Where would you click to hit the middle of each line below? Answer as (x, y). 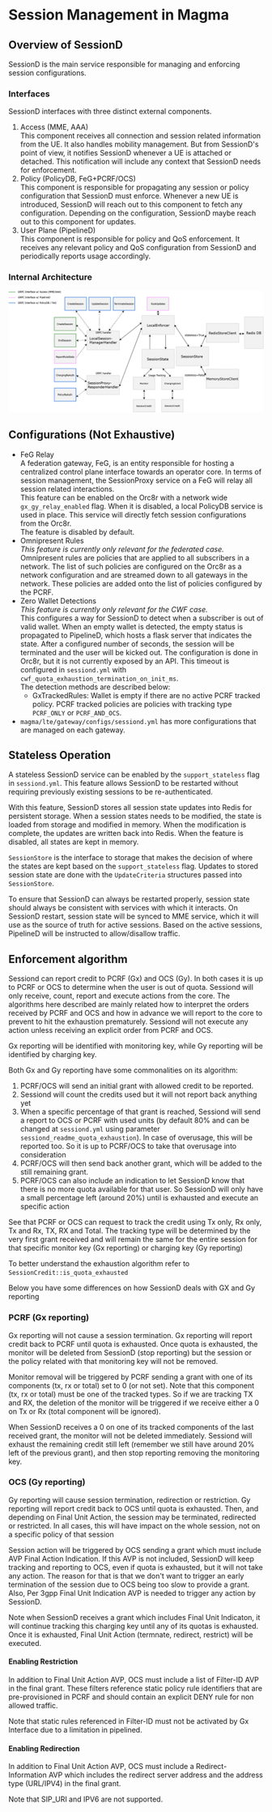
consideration (43, 1155)
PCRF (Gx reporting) (49, 1318)
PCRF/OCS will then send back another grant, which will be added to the (141, 1163)
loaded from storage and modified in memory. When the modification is (127, 825)
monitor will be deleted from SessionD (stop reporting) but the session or (130, 1352)
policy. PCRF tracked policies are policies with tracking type (132, 704)
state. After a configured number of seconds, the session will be (127, 644)
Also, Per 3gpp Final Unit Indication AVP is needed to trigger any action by (132, 1592)
